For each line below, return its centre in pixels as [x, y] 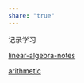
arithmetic [25, 71]
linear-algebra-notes [42, 55]
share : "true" [32, 16]
